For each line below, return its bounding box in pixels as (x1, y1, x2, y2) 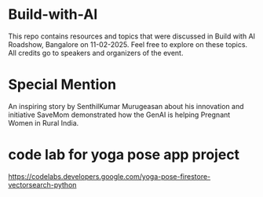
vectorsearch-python (8, 180, 77, 189)
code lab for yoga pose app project (8, 146, 240, 164)
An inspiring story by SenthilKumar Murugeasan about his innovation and (8, 101, 244, 111)
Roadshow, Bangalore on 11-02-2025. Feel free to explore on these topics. (8, 39, 248, 49)
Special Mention (8, 76, 116, 93)
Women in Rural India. (8, 118, 79, 127)
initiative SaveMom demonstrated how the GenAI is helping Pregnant (8, 110, 231, 119)
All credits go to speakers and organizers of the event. (8, 48, 184, 57)
